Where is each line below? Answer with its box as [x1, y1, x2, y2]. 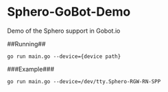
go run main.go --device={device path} [7, 52, 121, 60]
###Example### [7, 65, 55, 73]
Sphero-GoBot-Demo [7, 4, 131, 20]
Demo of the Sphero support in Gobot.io [7, 27, 121, 35]
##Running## [7, 40, 46, 48]
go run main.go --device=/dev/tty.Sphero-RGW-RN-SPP [7, 78, 161, 85]
